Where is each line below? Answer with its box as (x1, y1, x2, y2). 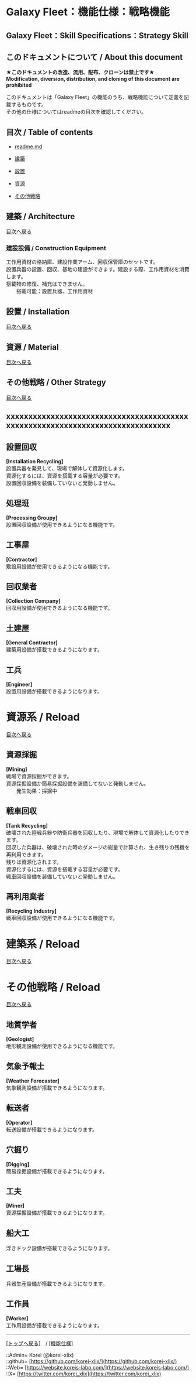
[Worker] (6, 1314, 29, 1321)
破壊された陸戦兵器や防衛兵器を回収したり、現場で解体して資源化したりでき (6, 829, 190, 836)
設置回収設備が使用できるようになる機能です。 (6, 521, 118, 528)
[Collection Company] (6, 597, 61, 605)
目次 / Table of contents (6, 127, 93, 137)
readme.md (14, 143, 43, 150)
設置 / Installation (6, 306, 70, 316)
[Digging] (6, 1160, 30, 1167)
